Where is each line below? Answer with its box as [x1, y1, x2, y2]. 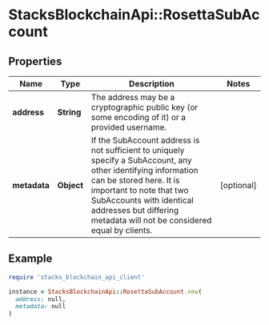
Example [8, 252, 53, 266]
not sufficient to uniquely [90, 145, 185, 155]
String [57, 106, 82, 118]
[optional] [219, 180, 257, 191]
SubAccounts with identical [90, 195, 194, 206]
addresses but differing [90, 205, 179, 215]
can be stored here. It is [90, 175, 180, 186]
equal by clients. [90, 225, 153, 235]
